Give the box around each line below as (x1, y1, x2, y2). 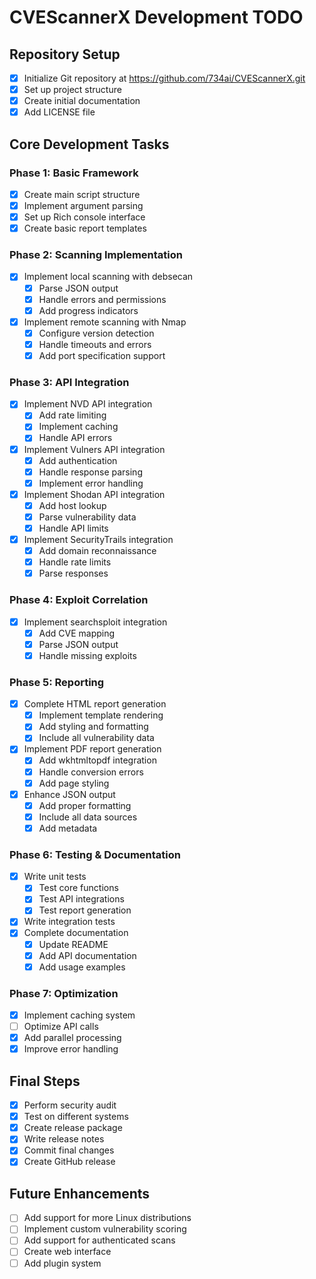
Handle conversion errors (38, 766, 144, 778)
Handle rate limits (38, 556, 112, 568)
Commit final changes (23, 1144, 115, 1156)
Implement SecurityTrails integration (23, 534, 174, 546)
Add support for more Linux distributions (23, 1212, 192, 1224)
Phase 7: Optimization (9, 986, 119, 1000)
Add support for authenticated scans (23, 1234, 176, 1246)
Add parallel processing (23, 1032, 122, 1044)
